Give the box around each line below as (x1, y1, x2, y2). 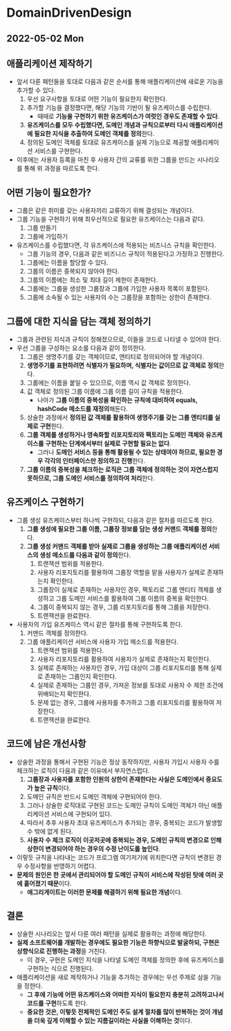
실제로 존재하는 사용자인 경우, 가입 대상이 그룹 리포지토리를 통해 (37, 663, 209, 671)
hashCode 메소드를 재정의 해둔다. (37, 405, 129, 413)
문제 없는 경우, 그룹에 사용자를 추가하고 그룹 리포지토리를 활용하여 (37, 698, 215, 706)
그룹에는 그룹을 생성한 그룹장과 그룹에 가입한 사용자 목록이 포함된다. (26, 285, 210, 293)
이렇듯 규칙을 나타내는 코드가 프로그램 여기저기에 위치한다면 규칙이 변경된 (16, 853, 215, 862)
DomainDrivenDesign (6, 5, 132, 21)
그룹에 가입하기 (26, 233, 68, 241)
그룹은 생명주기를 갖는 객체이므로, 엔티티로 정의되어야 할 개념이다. (26, 353, 205, 361)
